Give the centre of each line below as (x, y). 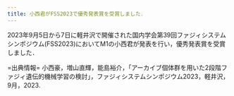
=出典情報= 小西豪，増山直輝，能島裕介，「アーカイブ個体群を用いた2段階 (115, 67)
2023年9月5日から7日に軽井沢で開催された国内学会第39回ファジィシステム (117, 35)
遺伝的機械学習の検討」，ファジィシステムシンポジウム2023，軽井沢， (128, 76)
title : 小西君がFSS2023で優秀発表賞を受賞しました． (77, 14)
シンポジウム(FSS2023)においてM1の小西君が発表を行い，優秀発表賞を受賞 (116, 44)
